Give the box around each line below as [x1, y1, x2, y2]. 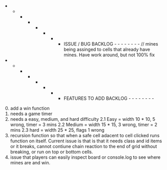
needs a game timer [10, 111, 53, 117]
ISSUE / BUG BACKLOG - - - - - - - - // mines [64, 41, 158, 47]
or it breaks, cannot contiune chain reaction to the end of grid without [10, 143, 157, 149]
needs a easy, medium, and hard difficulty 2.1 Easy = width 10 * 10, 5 [10, 116, 155, 122]
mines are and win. [10, 160, 51, 165]
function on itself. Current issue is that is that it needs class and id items [10, 138, 162, 144]
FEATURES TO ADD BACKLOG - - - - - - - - [64, 95, 155, 101]
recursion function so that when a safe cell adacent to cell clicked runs [10, 133, 160, 138]
